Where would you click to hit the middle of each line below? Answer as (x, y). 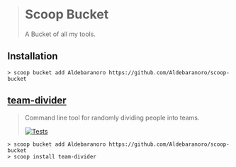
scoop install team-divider (55, 156)
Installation (33, 56)
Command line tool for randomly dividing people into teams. (112, 117)
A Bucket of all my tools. (60, 34)
